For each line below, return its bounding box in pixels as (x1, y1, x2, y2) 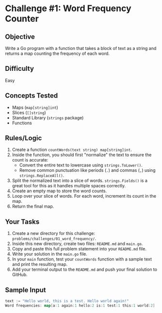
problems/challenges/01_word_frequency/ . (12, 236, 96, 242)
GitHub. (12, 272, 28, 278)
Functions (12, 120, 32, 126)
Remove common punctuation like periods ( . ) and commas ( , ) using (19, 167, 156, 173)
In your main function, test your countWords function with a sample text (12, 256, 152, 262)
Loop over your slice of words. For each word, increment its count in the (12, 193, 157, 199)
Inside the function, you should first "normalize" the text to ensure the (12, 152, 152, 158)
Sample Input (5, 286, 46, 294)
